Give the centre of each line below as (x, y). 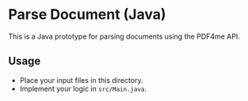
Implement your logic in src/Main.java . (83, 88)
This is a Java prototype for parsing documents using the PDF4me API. (124, 36)
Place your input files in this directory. (81, 80)
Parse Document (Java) (87, 15)
